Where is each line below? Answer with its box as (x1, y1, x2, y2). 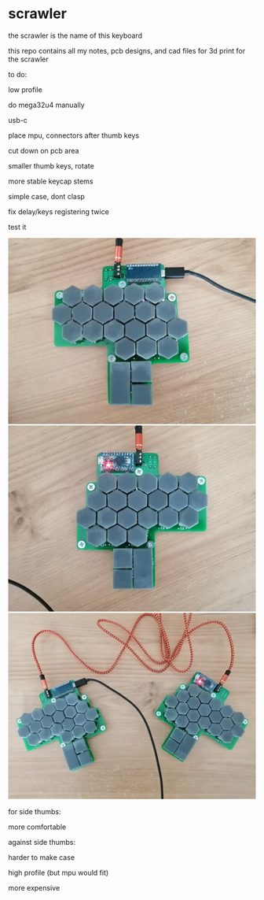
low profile (8, 84, 43, 94)
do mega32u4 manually (8, 100, 85, 109)
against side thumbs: (8, 837, 76, 846)
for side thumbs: (8, 806, 61, 816)
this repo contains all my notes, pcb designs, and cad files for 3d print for (8, 46, 246, 55)
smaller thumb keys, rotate (8, 161, 94, 170)
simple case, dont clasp (8, 191, 85, 201)
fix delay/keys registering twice (8, 206, 110, 217)
